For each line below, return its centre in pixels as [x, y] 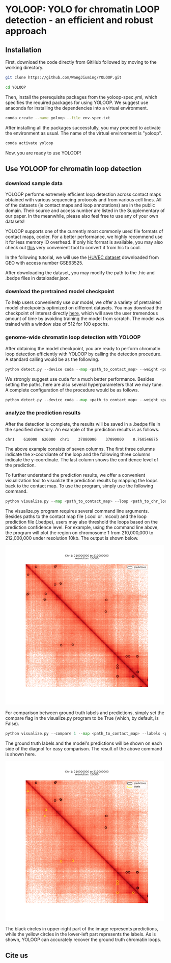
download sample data [34, 183]
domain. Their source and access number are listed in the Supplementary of [85, 211]
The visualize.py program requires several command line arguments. [77, 511]
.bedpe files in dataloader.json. [38, 278]
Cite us [17, 955]
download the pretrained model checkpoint [60, 292]
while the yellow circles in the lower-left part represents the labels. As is [81, 934]
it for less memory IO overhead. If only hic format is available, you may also [84, 242]
